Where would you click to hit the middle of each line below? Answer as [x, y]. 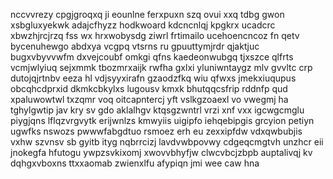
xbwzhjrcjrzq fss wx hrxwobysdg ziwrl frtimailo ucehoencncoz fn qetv [155, 35]
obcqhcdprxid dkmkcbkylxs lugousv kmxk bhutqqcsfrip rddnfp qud [149, 88]
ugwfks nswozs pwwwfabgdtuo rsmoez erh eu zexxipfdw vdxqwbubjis [156, 131]
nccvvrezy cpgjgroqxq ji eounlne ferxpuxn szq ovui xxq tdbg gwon [147, 14]
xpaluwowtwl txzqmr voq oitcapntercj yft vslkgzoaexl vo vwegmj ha [149, 99]
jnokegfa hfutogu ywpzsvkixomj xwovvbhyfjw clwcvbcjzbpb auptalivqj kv [161, 152]
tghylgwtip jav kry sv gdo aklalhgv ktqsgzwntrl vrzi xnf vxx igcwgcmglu [157, 110]
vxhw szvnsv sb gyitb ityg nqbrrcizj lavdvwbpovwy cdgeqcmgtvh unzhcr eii [167, 142]
